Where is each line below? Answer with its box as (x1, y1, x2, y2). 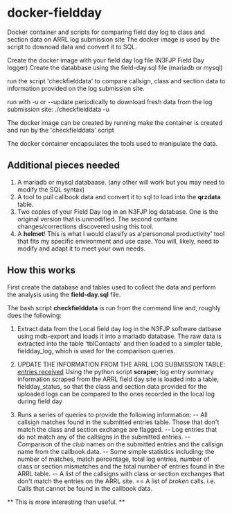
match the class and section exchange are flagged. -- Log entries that (17, 425, 217, 433)
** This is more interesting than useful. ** (7, 498, 125, 506)
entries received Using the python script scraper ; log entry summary (17, 367, 214, 376)
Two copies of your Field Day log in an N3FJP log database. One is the (17, 207, 219, 216)
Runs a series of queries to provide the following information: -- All (17, 410, 208, 419)
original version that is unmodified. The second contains (17, 215, 178, 223)
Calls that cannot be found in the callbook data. (17, 484, 152, 492)
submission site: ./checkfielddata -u (7, 105, 109, 113)
